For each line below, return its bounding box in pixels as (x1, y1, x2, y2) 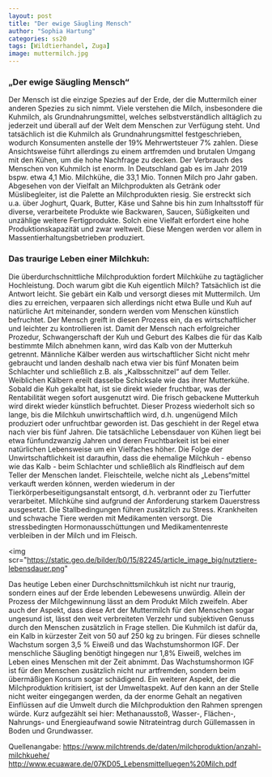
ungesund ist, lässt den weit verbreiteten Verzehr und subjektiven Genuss (8, 614, 255, 624)
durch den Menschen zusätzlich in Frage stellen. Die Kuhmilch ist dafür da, (8, 622, 258, 632)
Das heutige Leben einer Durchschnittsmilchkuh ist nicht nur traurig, (8, 579, 236, 589)
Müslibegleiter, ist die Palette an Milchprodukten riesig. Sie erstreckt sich (8, 190, 251, 200)
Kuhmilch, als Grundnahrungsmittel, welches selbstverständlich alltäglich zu (8, 112, 262, 122)
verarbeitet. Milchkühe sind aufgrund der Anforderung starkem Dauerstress (8, 496, 261, 506)
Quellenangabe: (8, 741, 62, 751)
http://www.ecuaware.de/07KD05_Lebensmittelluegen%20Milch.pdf (8, 758, 237, 768)
